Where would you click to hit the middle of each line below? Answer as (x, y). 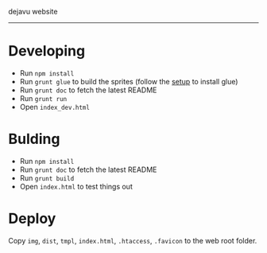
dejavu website (33, 12)
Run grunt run (43, 98)
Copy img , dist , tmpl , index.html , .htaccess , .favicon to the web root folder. (133, 240)
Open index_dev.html (54, 107)
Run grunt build (47, 177)
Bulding (34, 139)
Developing (47, 51)
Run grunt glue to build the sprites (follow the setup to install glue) (129, 81)
